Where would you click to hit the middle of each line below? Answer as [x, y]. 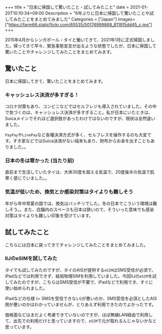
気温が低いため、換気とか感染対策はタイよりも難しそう [69, 192]
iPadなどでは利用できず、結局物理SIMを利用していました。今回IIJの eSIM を [79, 276]
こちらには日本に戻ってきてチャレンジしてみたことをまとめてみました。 [77, 245]
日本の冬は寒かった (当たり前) [40, 161]
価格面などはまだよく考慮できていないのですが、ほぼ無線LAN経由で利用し [79, 315]
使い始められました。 [26, 288]
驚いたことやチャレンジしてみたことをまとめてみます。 [60, 52]
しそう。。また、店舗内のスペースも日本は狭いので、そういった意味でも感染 [80, 209]
